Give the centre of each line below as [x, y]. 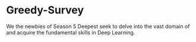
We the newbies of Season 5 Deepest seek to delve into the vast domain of [98, 26]
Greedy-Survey [45, 10]
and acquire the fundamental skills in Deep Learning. [71, 32]
